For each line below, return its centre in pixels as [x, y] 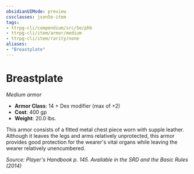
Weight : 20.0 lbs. [35, 118]
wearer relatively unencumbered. [46, 148]
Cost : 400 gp [31, 112]
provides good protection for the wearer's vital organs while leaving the [92, 142]
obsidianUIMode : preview [36, 11]
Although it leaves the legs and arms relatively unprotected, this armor [90, 135]
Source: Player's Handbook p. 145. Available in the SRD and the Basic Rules [97, 159]
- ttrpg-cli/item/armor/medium [44, 33]
